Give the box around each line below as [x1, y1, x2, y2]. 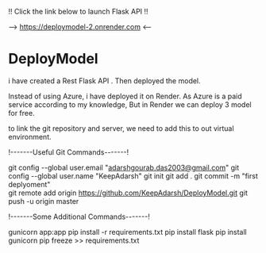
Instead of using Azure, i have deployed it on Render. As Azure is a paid [8, 91, 242, 101]
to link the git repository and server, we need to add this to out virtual [8, 123, 234, 133]
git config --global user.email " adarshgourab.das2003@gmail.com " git [8, 163, 240, 172]
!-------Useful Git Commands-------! [8, 147, 129, 157]
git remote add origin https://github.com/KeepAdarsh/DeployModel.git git [8, 188, 249, 197]
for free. [8, 108, 35, 117]
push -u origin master [8, 196, 79, 205]
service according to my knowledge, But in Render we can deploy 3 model [8, 99, 252, 109]
